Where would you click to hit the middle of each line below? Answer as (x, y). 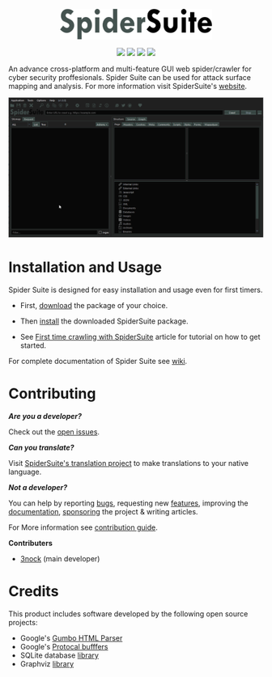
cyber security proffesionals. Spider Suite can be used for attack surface (130, 77)
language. (25, 472)
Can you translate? (41, 447)
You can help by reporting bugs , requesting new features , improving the (128, 503)
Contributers (30, 543)
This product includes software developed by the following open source (128, 614)
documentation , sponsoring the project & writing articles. (103, 511)
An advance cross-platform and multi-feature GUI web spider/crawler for (130, 69)
